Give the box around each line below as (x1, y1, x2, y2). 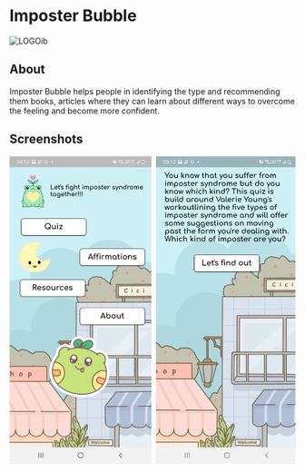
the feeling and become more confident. (9, 105, 161, 116)
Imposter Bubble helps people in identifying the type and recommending (9, 85, 280, 96)
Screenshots (9, 132, 84, 147)
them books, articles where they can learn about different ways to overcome (9, 95, 295, 106)
